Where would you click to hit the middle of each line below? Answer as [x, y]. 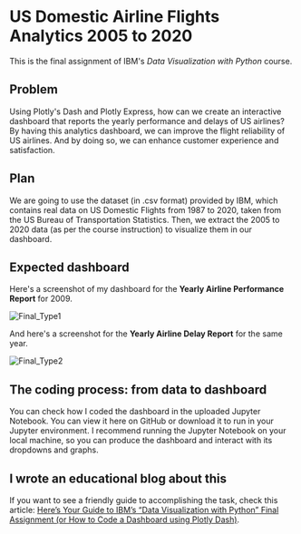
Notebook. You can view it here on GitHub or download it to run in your [141, 421]
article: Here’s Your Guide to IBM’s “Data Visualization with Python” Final [144, 510]
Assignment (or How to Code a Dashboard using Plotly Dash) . [125, 519]
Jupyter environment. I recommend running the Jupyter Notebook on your [148, 431]
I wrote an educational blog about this [118, 478]
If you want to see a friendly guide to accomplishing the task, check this [144, 500]
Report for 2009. [41, 299]
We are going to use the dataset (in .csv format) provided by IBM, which [144, 200]
